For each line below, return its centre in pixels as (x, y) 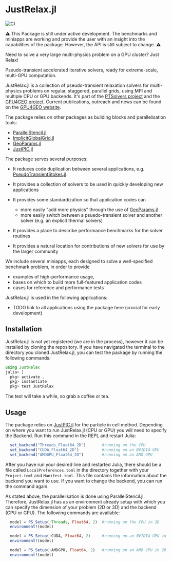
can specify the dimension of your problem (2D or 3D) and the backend (81, 507)
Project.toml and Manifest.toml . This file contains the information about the (86, 475)
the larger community (35, 251)
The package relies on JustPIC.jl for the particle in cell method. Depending (84, 424)
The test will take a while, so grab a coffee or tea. (57, 396)
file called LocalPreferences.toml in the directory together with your (77, 470)
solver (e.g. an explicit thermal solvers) (62, 220)
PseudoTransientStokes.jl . (40, 174)
